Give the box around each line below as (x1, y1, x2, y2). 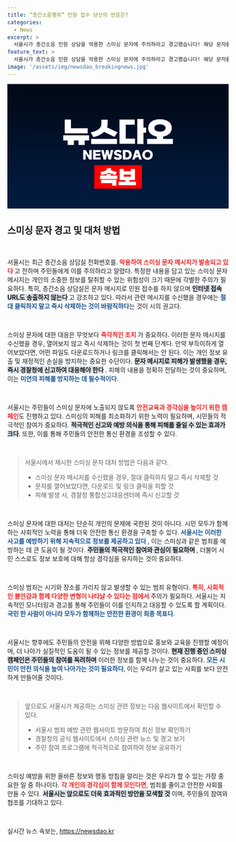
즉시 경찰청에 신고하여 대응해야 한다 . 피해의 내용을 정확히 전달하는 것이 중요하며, (7, 366, 227, 375)
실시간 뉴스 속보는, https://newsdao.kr (7, 827, 114, 836)
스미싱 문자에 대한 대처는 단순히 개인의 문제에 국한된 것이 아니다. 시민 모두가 (7, 520, 216, 528)
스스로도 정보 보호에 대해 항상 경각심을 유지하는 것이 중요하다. (14, 555, 184, 563)
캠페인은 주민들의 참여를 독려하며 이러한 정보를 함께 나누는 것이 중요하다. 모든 (7, 655, 218, 665)
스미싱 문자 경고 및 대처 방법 (7, 224, 121, 236)
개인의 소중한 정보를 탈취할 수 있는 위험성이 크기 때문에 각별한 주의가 (31, 275, 219, 284)
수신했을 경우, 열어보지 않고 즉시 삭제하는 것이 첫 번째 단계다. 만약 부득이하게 (7, 339, 217, 348)
